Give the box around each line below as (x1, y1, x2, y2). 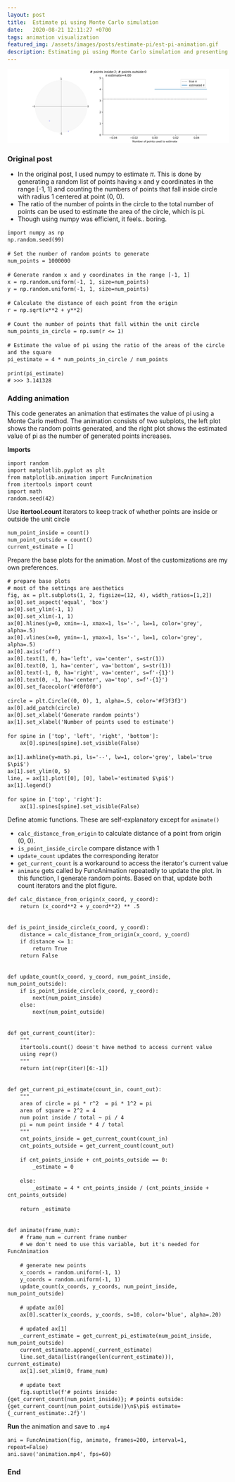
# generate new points (20, 1262, 87, 1269)
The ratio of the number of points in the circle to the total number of (17, 200, 215, 208)
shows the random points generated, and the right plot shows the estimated (7, 425, 227, 433)
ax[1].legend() (7, 782, 52, 789)
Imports (7, 446, 31, 454)
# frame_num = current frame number (20, 1234, 128, 1241)
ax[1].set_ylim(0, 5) (7, 768, 71, 775)
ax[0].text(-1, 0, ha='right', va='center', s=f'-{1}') (7, 670, 174, 677)
